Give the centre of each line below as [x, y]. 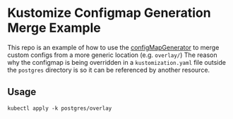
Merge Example [54, 28]
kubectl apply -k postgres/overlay [60, 108]
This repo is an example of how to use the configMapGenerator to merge [113, 47]
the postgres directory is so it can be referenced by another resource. [109, 70]
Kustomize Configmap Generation [109, 13]
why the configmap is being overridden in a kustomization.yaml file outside [116, 62]
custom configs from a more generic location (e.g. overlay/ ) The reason [112, 55]
